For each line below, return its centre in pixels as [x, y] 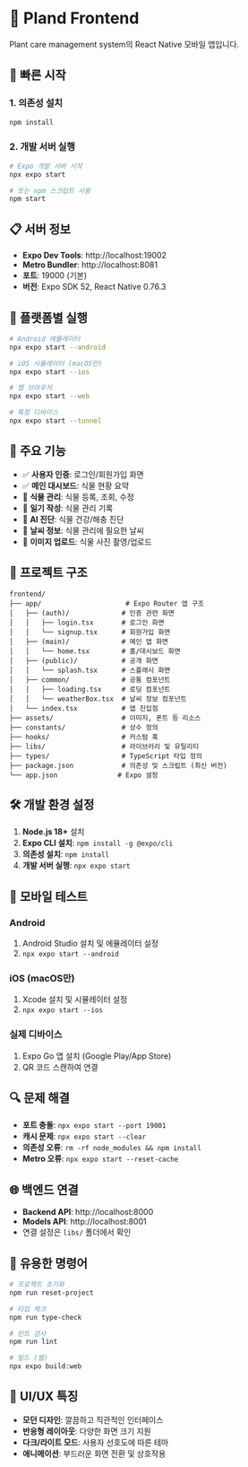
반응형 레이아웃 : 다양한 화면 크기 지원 [86, 1431]
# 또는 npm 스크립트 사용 [50, 191]
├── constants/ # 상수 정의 [84, 727]
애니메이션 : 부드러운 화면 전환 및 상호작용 [94, 1454]
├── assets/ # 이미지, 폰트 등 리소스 [105, 718]
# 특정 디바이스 [34, 413]
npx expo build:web [46, 1367]
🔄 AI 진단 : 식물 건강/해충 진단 [73, 519]
